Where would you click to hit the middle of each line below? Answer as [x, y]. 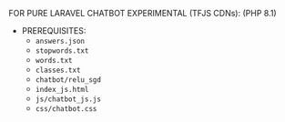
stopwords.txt [62, 51]
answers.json [60, 41]
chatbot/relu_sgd [68, 80]
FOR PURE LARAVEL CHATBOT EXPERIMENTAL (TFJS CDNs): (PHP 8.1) [142, 13]
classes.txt [58, 70]
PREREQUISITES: [54, 30]
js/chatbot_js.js [68, 99]
